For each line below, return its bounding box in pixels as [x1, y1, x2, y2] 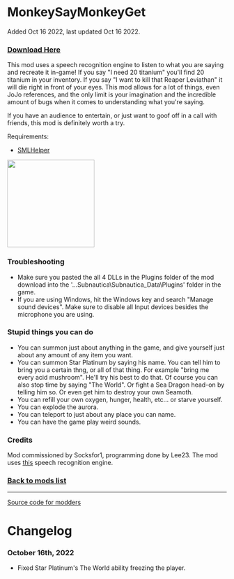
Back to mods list [7, 476, 67, 486]
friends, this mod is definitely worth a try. [7, 119, 125, 127]
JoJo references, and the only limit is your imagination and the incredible [7, 90, 217, 99]
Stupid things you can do [7, 327, 94, 337]
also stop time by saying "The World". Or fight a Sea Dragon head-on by [17, 380, 225, 389]
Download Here [7, 45, 61, 55]
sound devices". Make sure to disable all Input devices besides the [17, 302, 209, 311]
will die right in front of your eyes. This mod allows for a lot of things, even [7, 83, 220, 92]
